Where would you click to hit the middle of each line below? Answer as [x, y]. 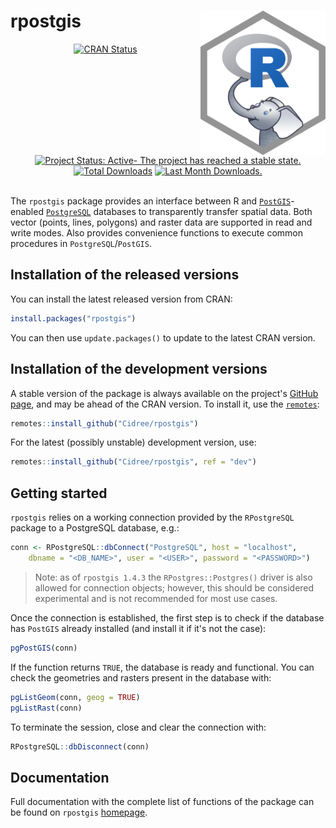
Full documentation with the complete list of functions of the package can [162, 802]
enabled [27, 212]
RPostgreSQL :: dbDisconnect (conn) [80, 746]
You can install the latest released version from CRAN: [121, 299]
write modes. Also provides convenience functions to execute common [156, 233]
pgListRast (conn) [46, 708]
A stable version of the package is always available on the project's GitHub [164, 393]
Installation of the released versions [125, 275]
